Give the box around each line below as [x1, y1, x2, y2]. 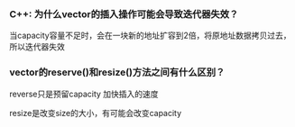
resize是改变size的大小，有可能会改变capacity [9, 107, 182, 118]
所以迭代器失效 [9, 41, 65, 52]
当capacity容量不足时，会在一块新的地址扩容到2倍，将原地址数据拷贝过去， [9, 30, 291, 41]
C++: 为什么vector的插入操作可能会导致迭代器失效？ [9, 7, 239, 20]
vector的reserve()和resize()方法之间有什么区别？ [9, 66, 226, 78]
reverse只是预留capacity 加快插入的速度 [9, 88, 160, 99]
